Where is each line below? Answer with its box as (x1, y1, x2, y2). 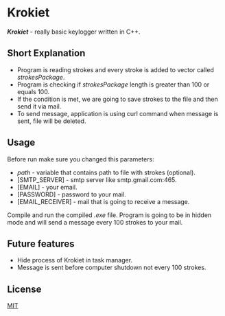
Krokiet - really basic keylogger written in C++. (7, 27, 141, 36)
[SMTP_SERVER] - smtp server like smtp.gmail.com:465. (16, 175, 177, 183)
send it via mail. (16, 102, 62, 111)
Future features (7, 238, 75, 249)
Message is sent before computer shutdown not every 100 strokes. (16, 263, 206, 272)
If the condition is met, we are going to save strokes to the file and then (16, 95, 218, 103)
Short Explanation (7, 47, 86, 59)
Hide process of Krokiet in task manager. (16, 256, 132, 264)
